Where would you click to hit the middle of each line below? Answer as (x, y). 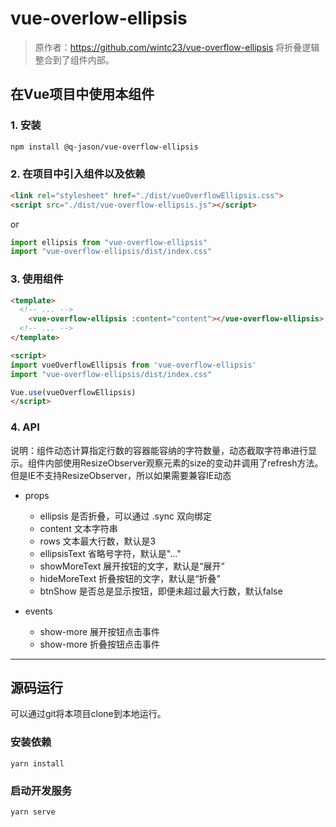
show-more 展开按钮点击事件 (100, 631)
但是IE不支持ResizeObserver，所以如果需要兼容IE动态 (121, 475)
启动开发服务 (41, 790)
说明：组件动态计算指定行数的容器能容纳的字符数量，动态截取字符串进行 (159, 450)
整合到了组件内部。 (74, 59)
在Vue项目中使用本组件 (82, 94)
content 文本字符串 (78, 528)
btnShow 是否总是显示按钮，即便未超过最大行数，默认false (161, 591)
